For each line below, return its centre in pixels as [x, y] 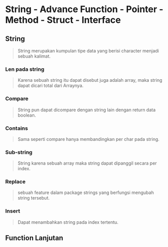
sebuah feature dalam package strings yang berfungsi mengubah [86, 192]
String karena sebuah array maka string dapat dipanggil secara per [87, 163]
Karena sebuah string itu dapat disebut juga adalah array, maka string [90, 80]
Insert [13, 211]
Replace [15, 182]
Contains [17, 128]
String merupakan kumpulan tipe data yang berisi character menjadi [88, 51]
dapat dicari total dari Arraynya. [50, 86]
